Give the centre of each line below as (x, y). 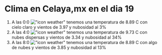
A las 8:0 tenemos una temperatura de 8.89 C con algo (84, 42)
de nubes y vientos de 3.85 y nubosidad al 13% (59, 47)
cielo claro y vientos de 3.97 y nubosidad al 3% (59, 27)
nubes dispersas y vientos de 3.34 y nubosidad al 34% (66, 37)
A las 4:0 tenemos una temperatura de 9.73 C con (79, 32)
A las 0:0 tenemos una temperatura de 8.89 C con (80, 22)
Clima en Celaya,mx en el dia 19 (69, 9)
